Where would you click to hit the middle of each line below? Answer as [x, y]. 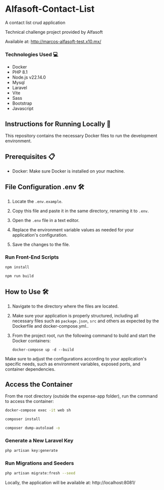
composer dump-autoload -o [33, 428]
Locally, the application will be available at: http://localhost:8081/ [70, 483]
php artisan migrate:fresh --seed [40, 473]
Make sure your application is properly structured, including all [75, 315]
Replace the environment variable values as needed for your [73, 230]
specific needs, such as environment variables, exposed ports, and [73, 364]
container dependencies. [30, 369]
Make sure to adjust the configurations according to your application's [76, 358]
